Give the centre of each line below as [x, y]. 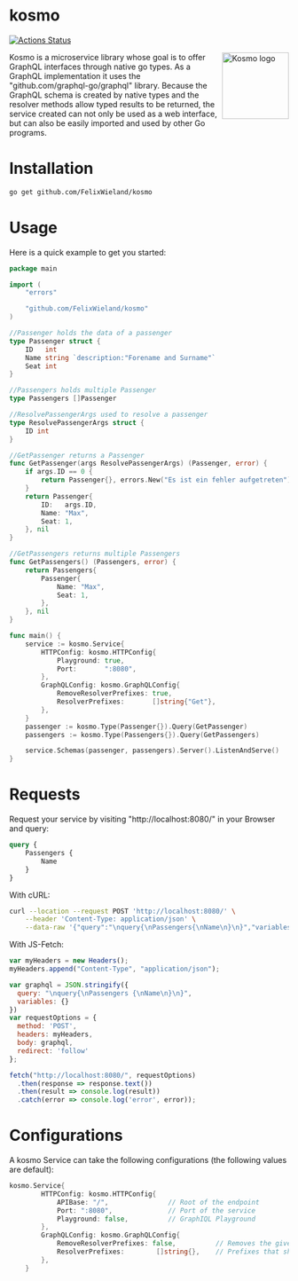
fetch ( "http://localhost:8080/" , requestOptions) [103, 1075]
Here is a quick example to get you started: [88, 252]
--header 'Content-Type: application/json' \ [111, 919]
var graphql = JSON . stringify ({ [69, 985]
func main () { [35, 636]
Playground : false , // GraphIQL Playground [156, 1219]
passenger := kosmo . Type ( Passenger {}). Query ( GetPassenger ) [137, 727]
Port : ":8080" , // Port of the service [156, 1210]
